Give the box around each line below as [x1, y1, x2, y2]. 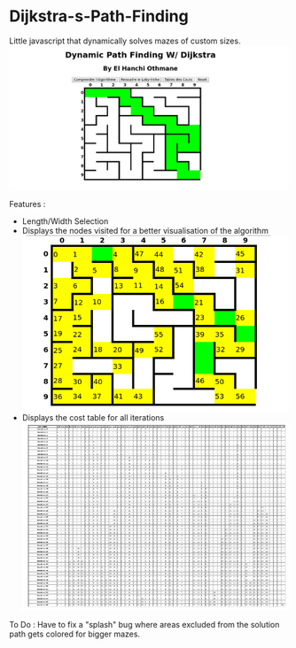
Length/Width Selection [21, 216, 109, 227]
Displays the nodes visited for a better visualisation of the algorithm [21, 226, 269, 236]
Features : [9, 199, 46, 210]
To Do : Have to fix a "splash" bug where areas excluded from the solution [9, 620, 280, 630]
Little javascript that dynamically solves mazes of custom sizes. [9, 35, 241, 46]
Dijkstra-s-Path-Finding [9, 6, 189, 27]
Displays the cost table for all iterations [21, 412, 165, 422]
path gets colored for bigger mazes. [9, 629, 140, 639]
